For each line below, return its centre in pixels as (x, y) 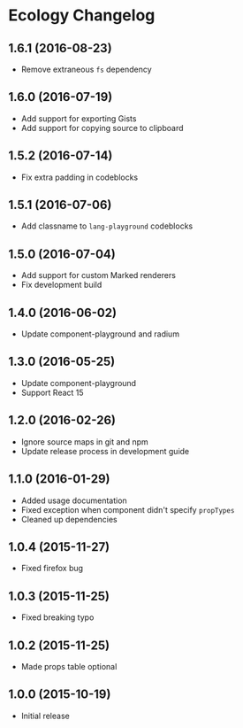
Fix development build (61, 285)
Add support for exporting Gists (79, 118)
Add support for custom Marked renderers (98, 275)
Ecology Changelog (82, 15)
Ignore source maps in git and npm (85, 441)
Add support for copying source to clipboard (102, 128)
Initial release (45, 716)
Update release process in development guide (105, 451)
